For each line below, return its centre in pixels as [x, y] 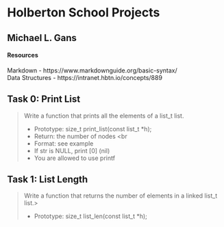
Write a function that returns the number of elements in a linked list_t [121, 196]
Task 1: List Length [48, 179]
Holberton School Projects [84, 13]
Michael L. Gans [42, 38]
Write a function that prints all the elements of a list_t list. [104, 116]
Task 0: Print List [44, 99]
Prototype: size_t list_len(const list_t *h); [90, 216]
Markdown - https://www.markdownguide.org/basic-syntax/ [92, 70]
